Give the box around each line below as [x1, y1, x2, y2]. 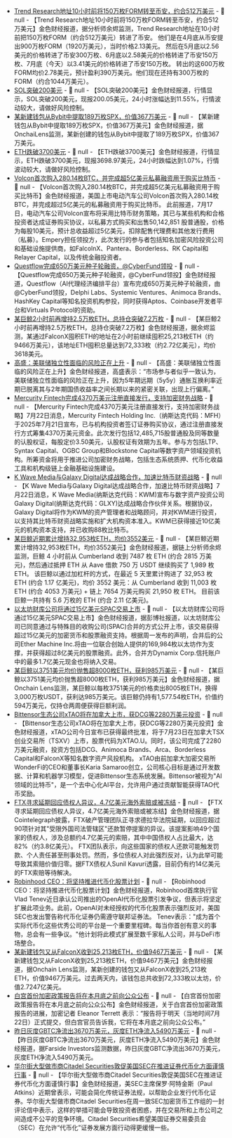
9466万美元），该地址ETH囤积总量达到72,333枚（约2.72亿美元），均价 [13, 341, 216, 349]
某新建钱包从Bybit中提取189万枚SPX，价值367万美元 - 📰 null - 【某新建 [13, 113, 220, 120]
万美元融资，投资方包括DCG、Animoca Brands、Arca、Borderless [13, 746, 206, 753]
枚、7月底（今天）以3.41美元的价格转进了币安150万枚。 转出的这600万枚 [13, 60, 225, 68]
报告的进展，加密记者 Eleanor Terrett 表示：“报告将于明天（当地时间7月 [13, 1009, 221, 1017]
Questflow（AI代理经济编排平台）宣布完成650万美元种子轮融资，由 [26, 279, 221, 288]
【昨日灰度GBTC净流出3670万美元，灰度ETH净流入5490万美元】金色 [13, 1035, 215, 1044]
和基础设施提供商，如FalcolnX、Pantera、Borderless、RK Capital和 [13, 244, 209, 252]
